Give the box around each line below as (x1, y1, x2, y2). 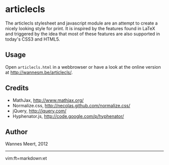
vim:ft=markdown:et (5, 155, 47, 161)
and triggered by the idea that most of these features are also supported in (5, 31, 160, 37)
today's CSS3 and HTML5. (5, 36, 60, 42)
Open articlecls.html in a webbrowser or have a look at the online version (5, 64, 161, 70)
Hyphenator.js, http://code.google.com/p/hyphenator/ (12, 113, 124, 119)
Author (5, 127, 28, 136)
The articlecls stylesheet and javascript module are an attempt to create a (5, 20, 158, 26)
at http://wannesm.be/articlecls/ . (5, 69, 73, 75)
